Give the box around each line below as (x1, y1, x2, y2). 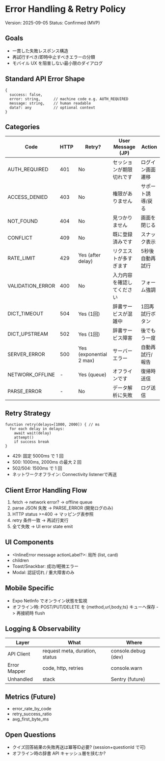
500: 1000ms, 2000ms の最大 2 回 (12, 459, 82, 465)
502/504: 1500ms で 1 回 (12, 465, 62, 471)
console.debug (110, 648, 146, 654)
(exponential (78, 351, 107, 358)
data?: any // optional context (9, 105, 96, 110)
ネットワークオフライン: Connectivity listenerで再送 (12, 471, 117, 477)
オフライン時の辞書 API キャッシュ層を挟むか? (12, 751, 106, 757)
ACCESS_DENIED (7, 194, 48, 201)
